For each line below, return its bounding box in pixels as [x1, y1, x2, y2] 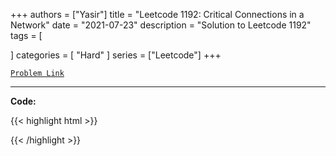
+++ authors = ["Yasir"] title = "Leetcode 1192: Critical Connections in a [10, 9, 305, 20]
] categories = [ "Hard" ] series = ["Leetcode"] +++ [10, 49, 222, 61]
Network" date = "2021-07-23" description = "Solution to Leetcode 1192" [10, 19, 312, 31]
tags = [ [10, 30, 43, 41]
